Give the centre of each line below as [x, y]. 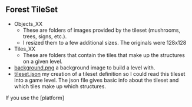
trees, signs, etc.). [45, 36]
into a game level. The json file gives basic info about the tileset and [96, 80]
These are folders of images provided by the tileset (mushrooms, [102, 30]
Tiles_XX [25, 49]
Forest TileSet [32, 10]
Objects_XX [28, 24]
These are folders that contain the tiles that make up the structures [104, 55]
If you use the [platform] [35, 98]
